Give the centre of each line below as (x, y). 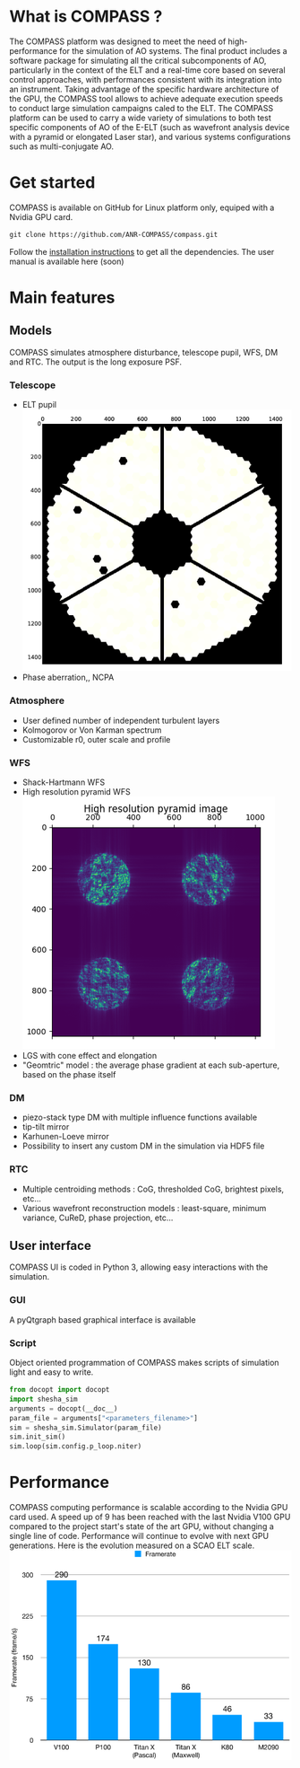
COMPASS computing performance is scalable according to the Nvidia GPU (149, 1508)
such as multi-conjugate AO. (62, 146)
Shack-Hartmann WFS (64, 782)
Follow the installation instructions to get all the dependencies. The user (142, 251)
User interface (50, 1245)
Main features (62, 297)
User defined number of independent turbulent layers (121, 720)
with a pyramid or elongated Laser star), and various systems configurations (150, 136)
